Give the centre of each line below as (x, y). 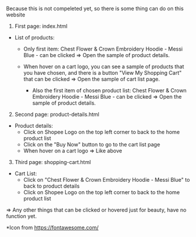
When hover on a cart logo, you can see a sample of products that (104, 66)
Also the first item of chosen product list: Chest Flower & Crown (109, 90)
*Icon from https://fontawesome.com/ (52, 228)
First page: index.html (41, 26)
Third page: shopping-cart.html (53, 162)
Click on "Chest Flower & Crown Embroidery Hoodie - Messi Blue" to (107, 180)
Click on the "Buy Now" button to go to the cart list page (92, 144)
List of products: (34, 37)
